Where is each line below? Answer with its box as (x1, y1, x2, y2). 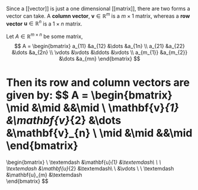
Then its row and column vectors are (6, 76, 190, 90)
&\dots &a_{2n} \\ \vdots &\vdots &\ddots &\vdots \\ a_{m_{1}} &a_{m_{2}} (11, 49, 188, 56)
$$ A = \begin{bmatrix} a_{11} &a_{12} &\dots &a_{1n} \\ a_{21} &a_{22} (14, 42, 186, 49)
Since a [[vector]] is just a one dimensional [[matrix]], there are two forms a (6, 5, 191, 12)
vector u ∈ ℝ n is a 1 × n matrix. (6, 19, 82, 27)
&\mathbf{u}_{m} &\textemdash (6, 171, 82, 178)
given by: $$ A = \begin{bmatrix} (6, 88, 173, 102)
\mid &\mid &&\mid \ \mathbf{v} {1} (6, 101, 179, 115)
